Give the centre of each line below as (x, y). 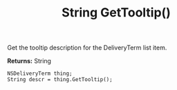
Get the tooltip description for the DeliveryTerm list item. (87, 48)
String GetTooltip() (116, 13)
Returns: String (29, 61)
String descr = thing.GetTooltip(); (60, 80)
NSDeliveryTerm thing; (40, 74)
